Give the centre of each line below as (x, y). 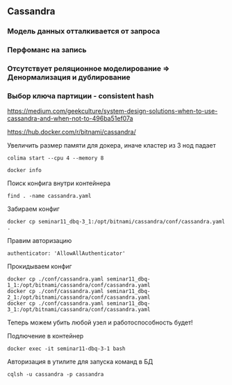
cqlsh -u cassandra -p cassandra (56, 375)
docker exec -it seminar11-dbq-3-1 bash (67, 349)
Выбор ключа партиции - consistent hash (81, 96)
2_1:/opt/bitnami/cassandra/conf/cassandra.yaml (79, 298)
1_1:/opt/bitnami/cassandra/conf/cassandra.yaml (79, 285)
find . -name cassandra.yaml (49, 196)
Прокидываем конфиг (40, 267)
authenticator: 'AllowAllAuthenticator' (67, 253)
